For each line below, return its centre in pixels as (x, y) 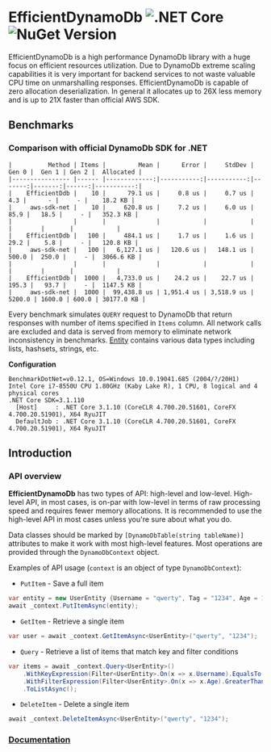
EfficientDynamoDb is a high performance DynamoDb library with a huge (129, 57)
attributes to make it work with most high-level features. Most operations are (135, 544)
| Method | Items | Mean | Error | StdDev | (131, 165)
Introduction (40, 454)
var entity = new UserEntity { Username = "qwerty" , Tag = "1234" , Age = (133, 599)
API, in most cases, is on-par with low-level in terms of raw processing (143, 502)
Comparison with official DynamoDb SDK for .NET (108, 148)
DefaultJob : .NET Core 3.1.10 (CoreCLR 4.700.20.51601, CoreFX (126, 421)
